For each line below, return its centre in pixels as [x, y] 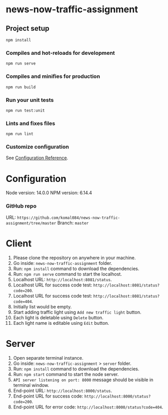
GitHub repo [21, 206]
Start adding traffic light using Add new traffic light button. [77, 312]
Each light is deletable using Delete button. [58, 317]
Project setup [28, 28]
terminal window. [31, 385]
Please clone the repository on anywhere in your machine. [74, 258]
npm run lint [20, 134]
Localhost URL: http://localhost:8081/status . [62, 279]
